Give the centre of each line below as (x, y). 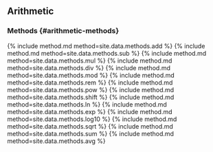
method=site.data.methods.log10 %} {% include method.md (92, 119)
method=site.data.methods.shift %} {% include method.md (91, 97)
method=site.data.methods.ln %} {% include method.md (87, 104)
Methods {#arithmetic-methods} (63, 31)
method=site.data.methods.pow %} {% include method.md (91, 89)
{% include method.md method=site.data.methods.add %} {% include (106, 46)
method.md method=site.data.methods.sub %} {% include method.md (107, 53)
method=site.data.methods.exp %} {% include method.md (90, 111)
